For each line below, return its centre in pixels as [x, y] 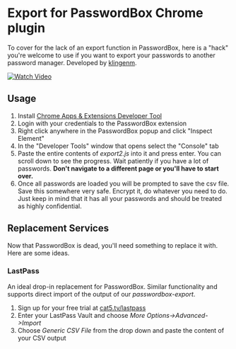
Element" [31, 138]
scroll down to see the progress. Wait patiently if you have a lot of [113, 161]
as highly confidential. [50, 206]
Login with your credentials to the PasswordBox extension [102, 123]
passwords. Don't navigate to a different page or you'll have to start [118, 168]
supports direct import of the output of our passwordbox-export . [101, 294]
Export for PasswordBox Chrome [105, 13]
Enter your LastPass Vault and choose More [81, 315]
